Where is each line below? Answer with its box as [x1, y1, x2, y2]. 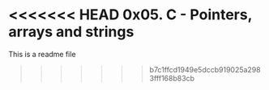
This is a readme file [8, 49, 76, 59]
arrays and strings [8, 22, 134, 41]
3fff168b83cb [149, 73, 195, 83]
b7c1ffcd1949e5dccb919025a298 [149, 64, 261, 74]
